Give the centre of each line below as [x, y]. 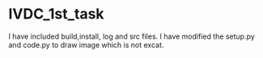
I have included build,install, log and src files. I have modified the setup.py [131, 36]
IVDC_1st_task [56, 14]
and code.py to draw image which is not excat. [86, 44]
